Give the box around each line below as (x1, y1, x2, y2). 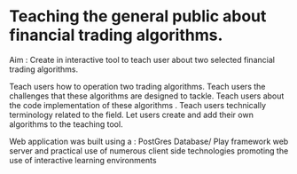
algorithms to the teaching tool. (9, 118, 123, 130)
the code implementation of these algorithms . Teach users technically (9, 99, 267, 110)
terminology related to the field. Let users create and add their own (9, 109, 254, 120)
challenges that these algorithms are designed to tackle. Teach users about (9, 91, 285, 101)
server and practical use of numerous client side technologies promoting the (9, 145, 289, 156)
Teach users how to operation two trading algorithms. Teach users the (9, 81, 266, 91)
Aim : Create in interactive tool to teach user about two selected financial (9, 54, 275, 65)
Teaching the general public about (9, 6, 267, 27)
